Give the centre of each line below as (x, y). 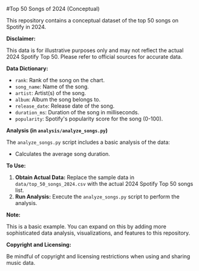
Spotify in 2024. (26, 27)
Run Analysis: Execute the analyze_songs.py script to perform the (97, 197)
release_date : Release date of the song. (65, 106)
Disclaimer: (21, 38)
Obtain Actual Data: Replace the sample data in (75, 177)
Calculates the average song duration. (63, 154)
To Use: (16, 165)
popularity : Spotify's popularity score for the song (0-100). (89, 119)
